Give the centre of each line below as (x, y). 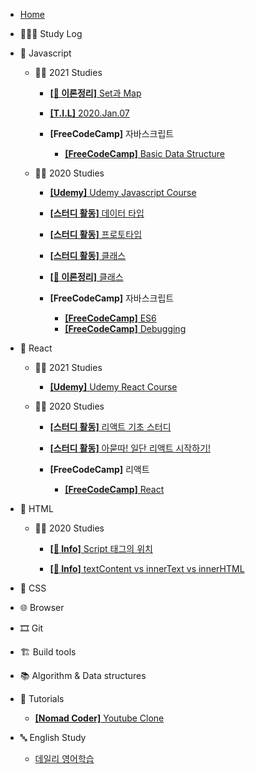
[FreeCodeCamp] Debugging (125, 328)
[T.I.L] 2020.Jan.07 (89, 113)
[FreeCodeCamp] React (114, 489)
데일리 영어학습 (64, 758)
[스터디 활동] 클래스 (88, 255)
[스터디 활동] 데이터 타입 (97, 213)
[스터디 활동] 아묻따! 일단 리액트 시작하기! (130, 448)
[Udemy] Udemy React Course (113, 387)
